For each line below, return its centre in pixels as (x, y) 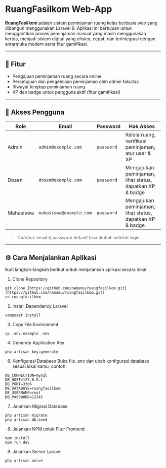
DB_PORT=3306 (19, 384)
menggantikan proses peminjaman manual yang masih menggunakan (76, 33)
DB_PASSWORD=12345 (24, 397)
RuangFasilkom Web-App (59, 9)
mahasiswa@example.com (65, 213)
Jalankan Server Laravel (37, 452)
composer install (23, 315)
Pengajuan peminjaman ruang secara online (57, 76)
